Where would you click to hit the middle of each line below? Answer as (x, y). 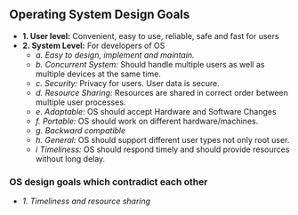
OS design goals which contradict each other (109, 181)
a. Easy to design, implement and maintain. (115, 55)
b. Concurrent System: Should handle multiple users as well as (150, 64)
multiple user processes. (81, 102)
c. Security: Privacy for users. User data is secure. (128, 83)
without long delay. (70, 158)
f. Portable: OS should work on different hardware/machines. (147, 121)
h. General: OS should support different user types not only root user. (162, 139)
